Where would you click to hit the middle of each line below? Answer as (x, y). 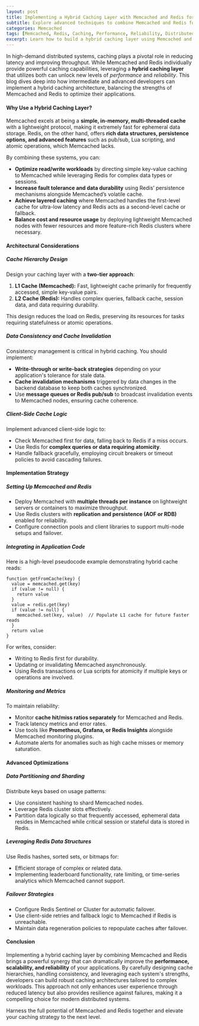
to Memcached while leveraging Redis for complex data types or (94, 175)
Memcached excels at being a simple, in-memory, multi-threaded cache (96, 121)
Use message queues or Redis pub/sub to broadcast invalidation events (104, 394)
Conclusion (21, 942)
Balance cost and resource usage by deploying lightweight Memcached (103, 220)
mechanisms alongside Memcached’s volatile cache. (79, 194)
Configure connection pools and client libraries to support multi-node (99, 527)
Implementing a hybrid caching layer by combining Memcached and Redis (97, 955)
